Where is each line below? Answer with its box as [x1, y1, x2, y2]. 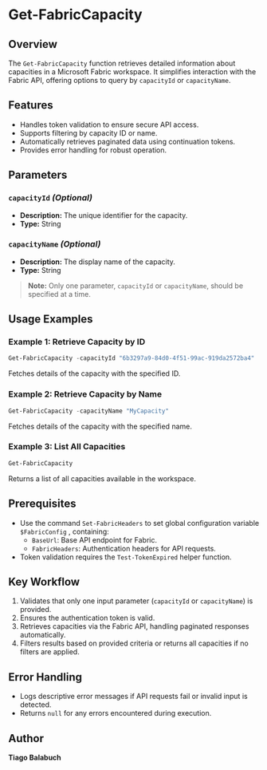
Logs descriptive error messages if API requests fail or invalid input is [19, 692, 249, 701]
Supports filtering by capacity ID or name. [19, 128, 158, 137]
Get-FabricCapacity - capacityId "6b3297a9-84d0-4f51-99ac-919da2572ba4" [8, 354, 255, 362]
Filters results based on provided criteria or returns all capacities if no [19, 638, 249, 648]
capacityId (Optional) [8, 192, 93, 203]
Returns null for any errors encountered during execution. [19, 709, 212, 718]
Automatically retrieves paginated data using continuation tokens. [19, 136, 236, 146]
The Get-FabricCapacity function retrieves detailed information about [8, 58, 236, 68]
